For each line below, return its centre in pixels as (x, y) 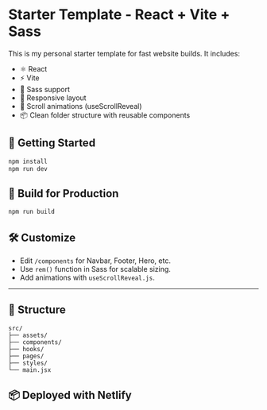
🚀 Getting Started (52, 143)
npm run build (32, 212)
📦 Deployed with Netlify (70, 395)
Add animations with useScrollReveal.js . (87, 277)
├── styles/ (28, 363)
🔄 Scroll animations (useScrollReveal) (81, 106)
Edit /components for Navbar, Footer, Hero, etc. (95, 261)
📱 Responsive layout (53, 98)
